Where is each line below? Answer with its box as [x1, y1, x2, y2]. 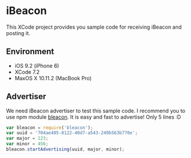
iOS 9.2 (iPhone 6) [14, 62, 59, 69]
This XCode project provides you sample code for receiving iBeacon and [6, 23, 182, 30]
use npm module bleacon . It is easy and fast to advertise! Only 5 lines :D [6, 113, 181, 121]
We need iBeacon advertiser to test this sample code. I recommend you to [6, 107, 186, 114]
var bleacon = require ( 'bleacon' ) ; [6, 125, 93, 130]
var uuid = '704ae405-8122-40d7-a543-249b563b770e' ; [6, 130, 138, 136]
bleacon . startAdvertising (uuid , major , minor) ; [6, 146, 125, 153]
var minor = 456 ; [6, 141, 49, 147]
